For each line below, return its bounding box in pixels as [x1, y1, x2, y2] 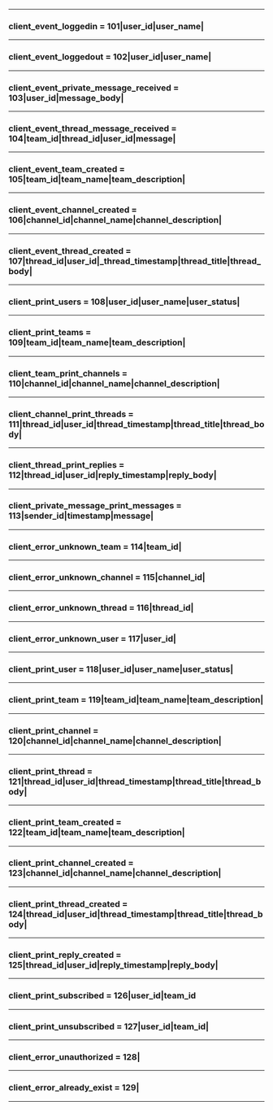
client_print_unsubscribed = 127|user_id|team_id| [8, 1021, 210, 1032]
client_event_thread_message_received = [8, 123, 177, 134]
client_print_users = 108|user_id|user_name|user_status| [8, 296, 240, 307]
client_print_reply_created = [8, 949, 122, 960]
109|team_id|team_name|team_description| [8, 337, 186, 348]
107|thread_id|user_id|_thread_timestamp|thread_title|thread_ [8, 255, 262, 267]
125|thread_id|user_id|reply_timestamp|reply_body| [8, 960, 219, 971]
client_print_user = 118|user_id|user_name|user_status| [8, 664, 234, 675]
